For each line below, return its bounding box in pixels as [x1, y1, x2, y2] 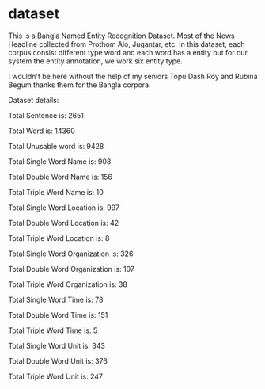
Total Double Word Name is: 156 [8, 172, 113, 181]
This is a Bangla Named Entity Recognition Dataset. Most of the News [8, 31, 235, 40]
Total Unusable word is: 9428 [8, 141, 104, 151]
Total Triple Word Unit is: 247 [8, 372, 103, 381]
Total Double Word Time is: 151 [8, 310, 108, 319]
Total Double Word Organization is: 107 [8, 264, 134, 273]
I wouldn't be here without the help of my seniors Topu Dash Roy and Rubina [8, 71, 259, 81]
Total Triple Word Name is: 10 [8, 187, 104, 196]
